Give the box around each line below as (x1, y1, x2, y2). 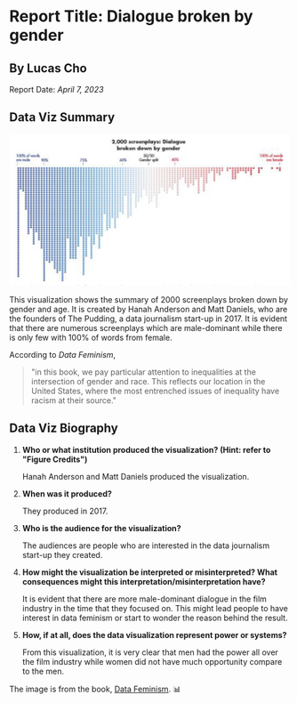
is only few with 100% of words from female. (9, 332, 173, 343)
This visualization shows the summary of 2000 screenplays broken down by (9, 294, 289, 304)
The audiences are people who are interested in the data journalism (21, 540, 270, 551)
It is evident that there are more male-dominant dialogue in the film (21, 594, 267, 604)
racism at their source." (30, 394, 117, 406)
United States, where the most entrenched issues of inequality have (30, 385, 280, 396)
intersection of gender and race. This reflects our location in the (30, 376, 266, 386)
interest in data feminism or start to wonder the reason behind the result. (21, 612, 288, 623)
